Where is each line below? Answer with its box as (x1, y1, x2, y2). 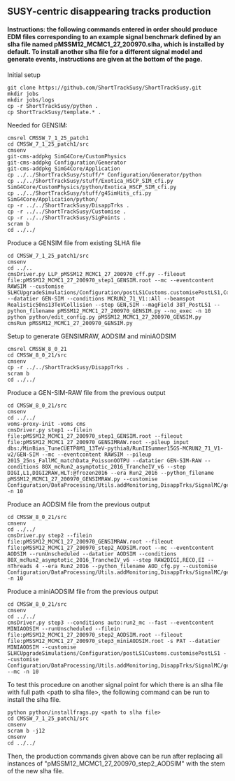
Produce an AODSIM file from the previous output (7, 500, 150, 509)
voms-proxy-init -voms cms (7, 420, 86, 427)
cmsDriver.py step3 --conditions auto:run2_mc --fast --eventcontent (7, 619, 215, 626)
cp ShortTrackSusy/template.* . (7, 109, 101, 116)
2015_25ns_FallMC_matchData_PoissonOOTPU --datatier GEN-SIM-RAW (7, 457, 201, 464)
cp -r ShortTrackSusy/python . (7, 102, 99, 109)
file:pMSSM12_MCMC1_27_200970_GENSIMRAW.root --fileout (7, 538, 173, 545)
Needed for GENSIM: (7, 120, 68, 129)
